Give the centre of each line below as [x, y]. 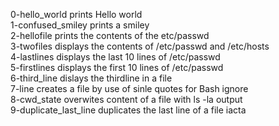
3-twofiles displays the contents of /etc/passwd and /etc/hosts [140, 46]
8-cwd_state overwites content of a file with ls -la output [126, 99]
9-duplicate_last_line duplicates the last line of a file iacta [128, 110]
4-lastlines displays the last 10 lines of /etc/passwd [115, 57]
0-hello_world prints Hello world [76, 14]
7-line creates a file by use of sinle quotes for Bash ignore [129, 88]
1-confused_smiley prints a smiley [80, 25]
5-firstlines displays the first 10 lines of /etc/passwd [117, 67]
